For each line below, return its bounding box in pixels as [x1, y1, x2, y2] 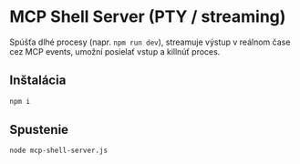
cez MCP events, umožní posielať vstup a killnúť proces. [9, 46, 221, 56]
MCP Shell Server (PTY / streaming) [9, 6, 286, 27]
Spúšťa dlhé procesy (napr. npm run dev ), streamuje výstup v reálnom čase [9, 36, 291, 47]
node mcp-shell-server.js [9, 146, 108, 156]
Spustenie [9, 122, 69, 138]
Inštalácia [9, 73, 67, 88]
